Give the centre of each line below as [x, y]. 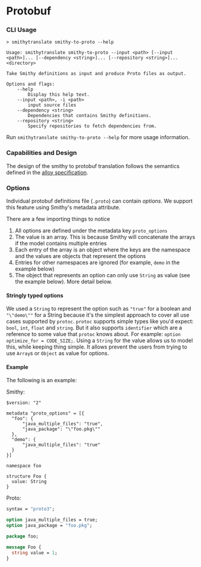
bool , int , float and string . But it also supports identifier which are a [94, 328]
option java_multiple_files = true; [52, 520]
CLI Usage [22, 30]
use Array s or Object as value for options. [58, 353]
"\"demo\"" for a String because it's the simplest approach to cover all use [98, 315]
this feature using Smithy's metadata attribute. [64, 208]
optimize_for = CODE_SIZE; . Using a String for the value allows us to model [100, 341]
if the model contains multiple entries [61, 244]
